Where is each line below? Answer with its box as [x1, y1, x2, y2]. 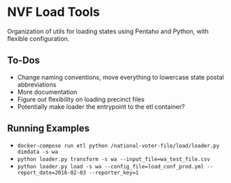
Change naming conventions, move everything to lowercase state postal [17, 73, 224, 81]
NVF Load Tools [7, 4, 101, 20]
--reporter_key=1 [89, 169, 139, 176]
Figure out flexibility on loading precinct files [17, 95, 145, 103]
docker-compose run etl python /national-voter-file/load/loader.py [17, 142, 220, 149]
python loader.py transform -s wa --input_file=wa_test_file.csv [17, 155, 210, 163]
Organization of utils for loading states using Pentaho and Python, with [7, 27, 209, 35]
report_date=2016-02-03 [17, 169, 87, 176]
